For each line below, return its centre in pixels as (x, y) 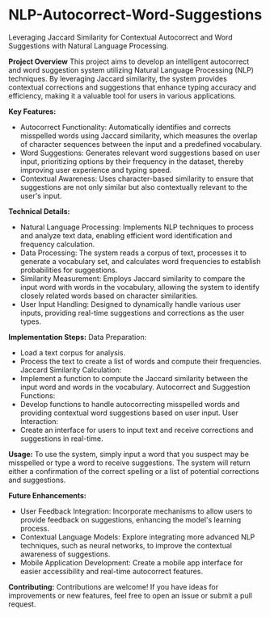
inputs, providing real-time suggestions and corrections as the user (132, 313)
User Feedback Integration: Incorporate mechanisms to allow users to (136, 511)
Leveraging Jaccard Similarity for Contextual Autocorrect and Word (120, 37)
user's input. (41, 195)
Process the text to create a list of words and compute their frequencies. (141, 361)
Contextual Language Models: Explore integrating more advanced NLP (137, 537)
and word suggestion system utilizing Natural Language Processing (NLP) (131, 69)
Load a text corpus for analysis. (73, 352)
